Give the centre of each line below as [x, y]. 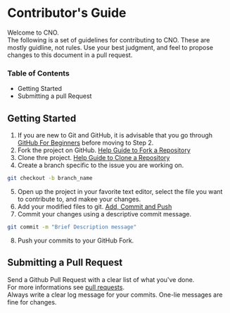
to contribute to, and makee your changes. [79, 199]
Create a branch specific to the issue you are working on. [101, 165]
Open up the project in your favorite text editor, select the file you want [120, 191]
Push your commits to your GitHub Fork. [76, 240]
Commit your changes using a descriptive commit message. [104, 214]
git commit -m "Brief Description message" [72, 227]
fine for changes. [32, 302]
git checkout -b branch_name [50, 178]
